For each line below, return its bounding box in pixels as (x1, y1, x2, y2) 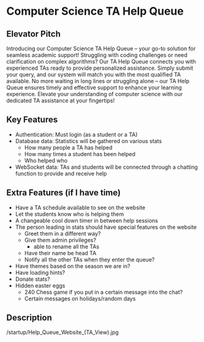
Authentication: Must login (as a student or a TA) (15, 130, 138, 138)
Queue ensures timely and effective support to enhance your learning (6, 84, 182, 91)
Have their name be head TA (24, 249, 97, 256)
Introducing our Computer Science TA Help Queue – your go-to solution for (6, 45, 196, 52)
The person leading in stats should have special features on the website (15, 223, 197, 231)
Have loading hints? (15, 269, 66, 276)
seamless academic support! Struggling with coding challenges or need (6, 51, 188, 59)
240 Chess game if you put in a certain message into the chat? (24, 288, 183, 296)
